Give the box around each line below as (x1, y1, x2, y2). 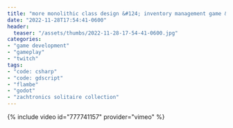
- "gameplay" (7, 49, 45, 56)
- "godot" (7, 87, 36, 94)
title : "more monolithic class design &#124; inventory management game (7, 10, 222, 17)
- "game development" (7, 42, 70, 49)
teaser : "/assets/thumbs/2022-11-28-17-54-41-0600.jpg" (13, 29, 178, 37)
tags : (7, 62, 23, 68)
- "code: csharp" (7, 68, 58, 75)
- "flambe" (7, 81, 39, 88)
